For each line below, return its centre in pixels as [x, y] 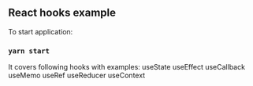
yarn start [29, 51]
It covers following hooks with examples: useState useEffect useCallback [127, 67]
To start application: [41, 31]
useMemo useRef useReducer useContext [77, 75]
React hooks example [62, 13]
